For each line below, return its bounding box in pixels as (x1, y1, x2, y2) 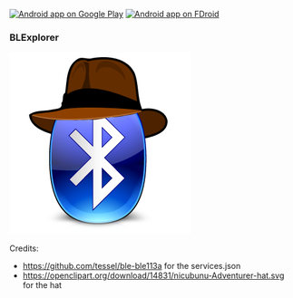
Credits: (9, 243, 39, 254)
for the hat (22, 280, 62, 291)
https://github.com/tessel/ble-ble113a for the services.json (22, 261, 241, 272)
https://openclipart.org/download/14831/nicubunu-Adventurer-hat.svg (22, 270, 285, 281)
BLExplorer (9, 31, 59, 43)
